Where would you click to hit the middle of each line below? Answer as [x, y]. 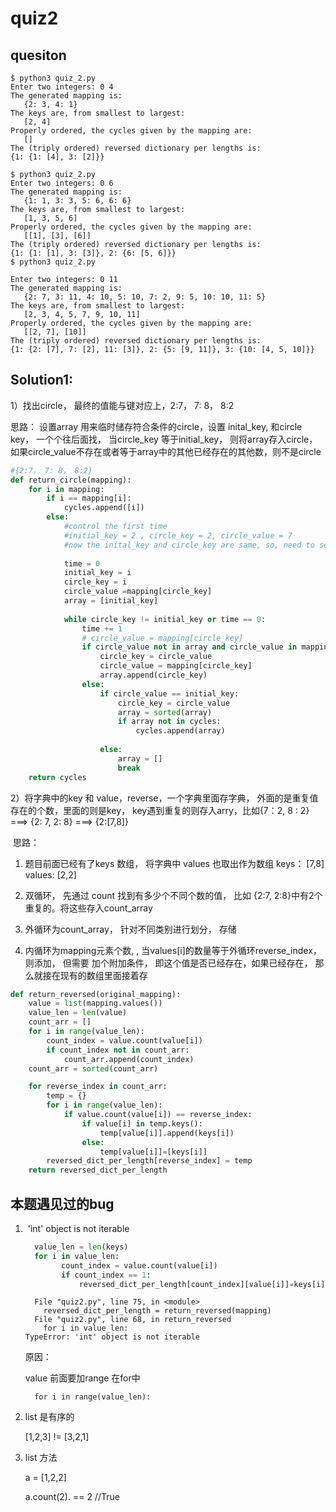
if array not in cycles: [169, 722]
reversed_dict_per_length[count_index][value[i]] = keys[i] [202, 1284]
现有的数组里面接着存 [103, 975]
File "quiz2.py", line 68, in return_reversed [133, 1320]
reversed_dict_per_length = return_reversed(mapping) [157, 1311]
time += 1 [102, 628]
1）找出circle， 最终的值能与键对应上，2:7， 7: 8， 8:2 [122, 405]
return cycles [57, 777]
